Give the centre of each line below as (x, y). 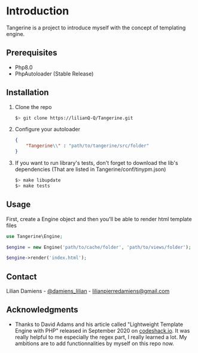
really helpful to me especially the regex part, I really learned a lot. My (101, 337)
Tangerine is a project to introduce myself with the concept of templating (96, 28)
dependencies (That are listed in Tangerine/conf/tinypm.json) (90, 170)
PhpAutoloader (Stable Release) (54, 74)
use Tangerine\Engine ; (34, 236)
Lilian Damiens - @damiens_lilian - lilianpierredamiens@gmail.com (88, 291)
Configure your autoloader (48, 129)
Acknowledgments (42, 310)
